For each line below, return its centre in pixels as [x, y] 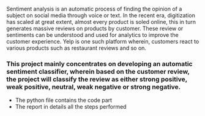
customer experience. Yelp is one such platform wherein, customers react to [103, 41]
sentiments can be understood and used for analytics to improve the [92, 35]
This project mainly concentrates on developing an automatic [99, 64]
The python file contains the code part [63, 100]
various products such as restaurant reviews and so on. [76, 48]
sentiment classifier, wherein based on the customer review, [98, 71]
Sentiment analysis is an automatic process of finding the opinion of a [94, 9]
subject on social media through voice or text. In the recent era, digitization [101, 15]
